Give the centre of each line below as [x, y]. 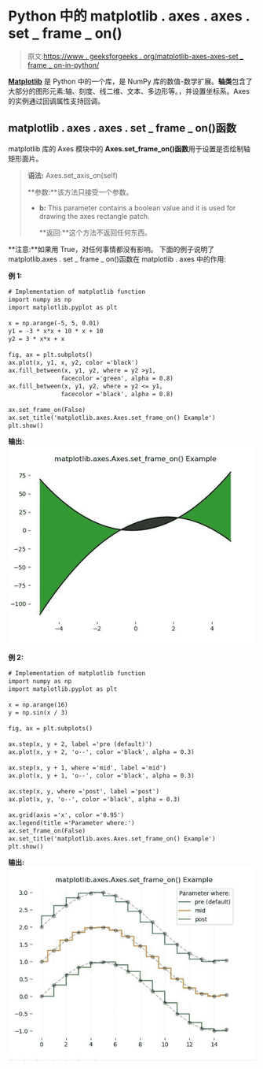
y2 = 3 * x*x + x [37, 339]
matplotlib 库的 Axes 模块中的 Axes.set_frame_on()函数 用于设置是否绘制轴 [130, 148]
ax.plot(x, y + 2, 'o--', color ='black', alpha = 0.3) [101, 752]
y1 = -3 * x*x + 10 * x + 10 [56, 331]
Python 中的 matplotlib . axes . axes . [129, 16]
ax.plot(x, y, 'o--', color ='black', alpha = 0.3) [94, 799]
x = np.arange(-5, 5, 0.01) [54, 323]
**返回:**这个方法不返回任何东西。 [95, 232]
